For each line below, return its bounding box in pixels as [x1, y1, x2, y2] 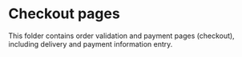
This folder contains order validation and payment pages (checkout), [8, 31, 235, 40]
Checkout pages [8, 5, 120, 23]
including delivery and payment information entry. [8, 39, 173, 48]
